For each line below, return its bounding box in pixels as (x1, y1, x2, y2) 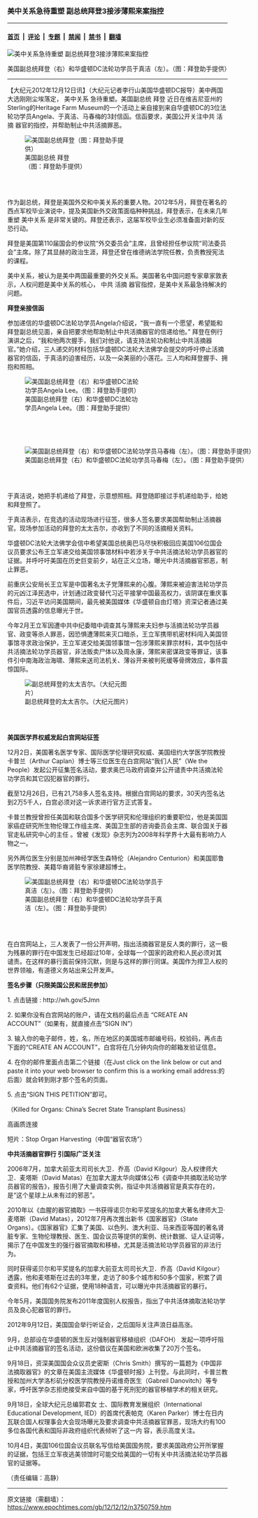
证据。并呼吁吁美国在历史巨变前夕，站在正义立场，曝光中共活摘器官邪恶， (7, 556, 222, 564)
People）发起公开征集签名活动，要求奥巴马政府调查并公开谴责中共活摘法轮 (7, 765, 224, 774)
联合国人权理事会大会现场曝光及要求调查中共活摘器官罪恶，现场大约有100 (13, 1417, 226, 1426)
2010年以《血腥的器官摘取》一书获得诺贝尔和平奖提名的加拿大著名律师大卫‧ (7, 1206, 225, 1214)
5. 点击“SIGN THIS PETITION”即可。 (7, 1090, 111, 1099)
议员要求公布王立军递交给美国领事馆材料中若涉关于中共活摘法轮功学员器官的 (7, 548, 228, 556)
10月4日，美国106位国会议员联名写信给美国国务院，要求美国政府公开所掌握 (7, 1441, 224, 1449)
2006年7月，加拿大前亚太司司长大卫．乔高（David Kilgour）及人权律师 (7, 1164, 212, 1173)
